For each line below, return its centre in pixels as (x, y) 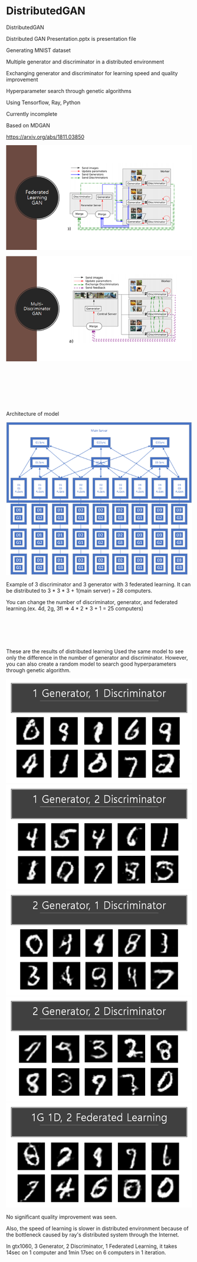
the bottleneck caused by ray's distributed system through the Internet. (93, 1235)
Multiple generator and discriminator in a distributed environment (85, 62)
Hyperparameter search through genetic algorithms (69, 91)
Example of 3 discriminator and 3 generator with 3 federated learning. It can (98, 584)
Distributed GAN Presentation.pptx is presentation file (71, 38)
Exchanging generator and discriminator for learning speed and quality (92, 73)
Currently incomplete (32, 114)
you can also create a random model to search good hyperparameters (91, 664)
